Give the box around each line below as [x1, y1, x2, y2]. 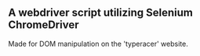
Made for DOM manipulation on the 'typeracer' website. [8, 39, 188, 48]
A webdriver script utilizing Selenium [8, 6, 194, 19]
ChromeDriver [8, 19, 79, 32]
